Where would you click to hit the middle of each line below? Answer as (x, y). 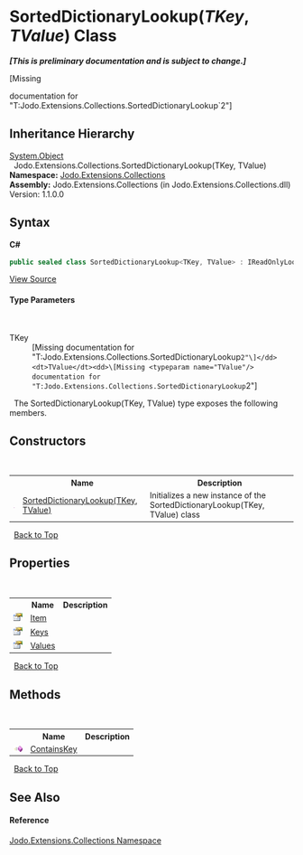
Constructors (48, 442)
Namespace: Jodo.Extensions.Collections (87, 174)
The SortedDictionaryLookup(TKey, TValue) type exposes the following (146, 403)
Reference (29, 821)
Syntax (30, 223)
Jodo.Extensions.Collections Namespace (86, 840)
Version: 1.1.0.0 (37, 194)
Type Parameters (42, 300)
